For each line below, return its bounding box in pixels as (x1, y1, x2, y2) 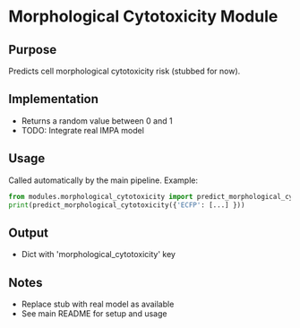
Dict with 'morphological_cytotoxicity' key (21, 249, 176, 260)
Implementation (8, 91, 99, 107)
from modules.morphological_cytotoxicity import (8, 192, 193, 201)
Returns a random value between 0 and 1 (21, 115, 173, 126)
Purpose (8, 42, 57, 57)
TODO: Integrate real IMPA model (21, 125, 145, 135)
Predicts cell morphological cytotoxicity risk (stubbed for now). (8, 65, 241, 76)
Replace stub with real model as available (21, 298, 175, 309)
